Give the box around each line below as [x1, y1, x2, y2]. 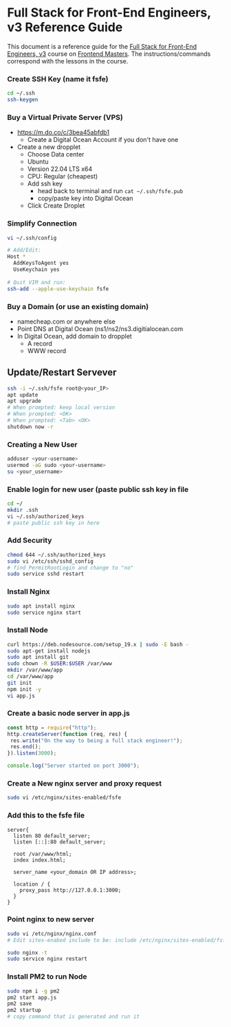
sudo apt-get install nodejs [7, 647, 91, 655]
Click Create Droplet [27, 201, 85, 210]
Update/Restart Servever [7, 367, 117, 379]
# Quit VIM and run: [7, 279, 67, 286]
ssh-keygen [7, 97, 38, 103]
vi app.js [7, 692, 36, 699]
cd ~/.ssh [7, 90, 36, 97]
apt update [7, 391, 38, 398]
